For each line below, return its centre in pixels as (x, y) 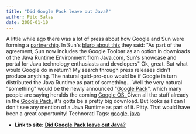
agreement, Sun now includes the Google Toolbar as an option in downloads (98, 51)
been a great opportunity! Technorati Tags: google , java (73, 114)
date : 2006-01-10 (27, 22)
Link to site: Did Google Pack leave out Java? (70, 125)
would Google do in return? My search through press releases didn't (88, 70)
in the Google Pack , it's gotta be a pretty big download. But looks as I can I (96, 101)
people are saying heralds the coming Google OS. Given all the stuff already (97, 95)
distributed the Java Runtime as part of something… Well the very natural (94, 83)
